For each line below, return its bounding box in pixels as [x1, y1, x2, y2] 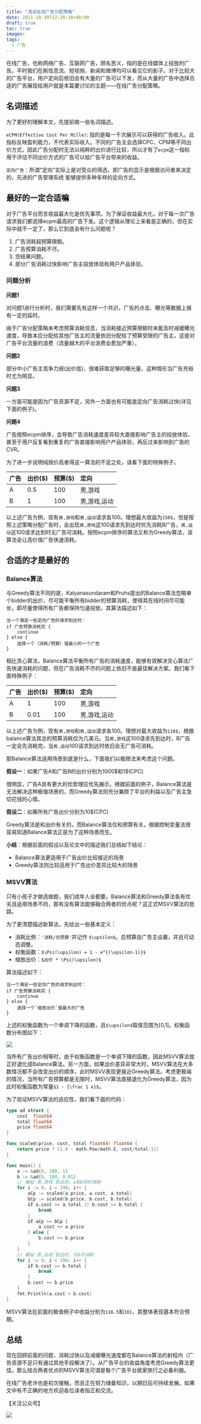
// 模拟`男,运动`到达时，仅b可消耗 [17, 1251, 94, 1258]
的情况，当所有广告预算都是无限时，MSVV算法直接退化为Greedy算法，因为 [6, 1075, 192, 1082]
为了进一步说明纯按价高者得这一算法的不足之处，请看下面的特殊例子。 [6, 458, 179, 465]
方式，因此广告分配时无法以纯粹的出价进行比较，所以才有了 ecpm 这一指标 [11, 146, 190, 153]
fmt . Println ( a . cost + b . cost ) [17, 1290, 93, 1297]
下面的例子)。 [6, 405, 40, 413]
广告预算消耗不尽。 [14, 245, 63, 252]
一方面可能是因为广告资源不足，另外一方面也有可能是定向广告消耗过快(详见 [6, 398, 192, 405]
